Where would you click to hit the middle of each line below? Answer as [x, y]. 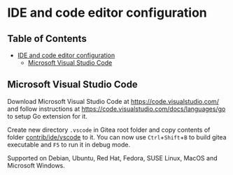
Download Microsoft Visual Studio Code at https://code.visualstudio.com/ [113, 101]
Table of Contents [47, 39]
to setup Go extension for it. [47, 116]
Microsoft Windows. [36, 165]
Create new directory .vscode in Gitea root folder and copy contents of [109, 130]
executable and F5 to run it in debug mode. [69, 144]
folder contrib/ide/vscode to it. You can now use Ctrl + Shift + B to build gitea [117, 137]
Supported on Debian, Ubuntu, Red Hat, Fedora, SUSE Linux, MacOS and [112, 158]
